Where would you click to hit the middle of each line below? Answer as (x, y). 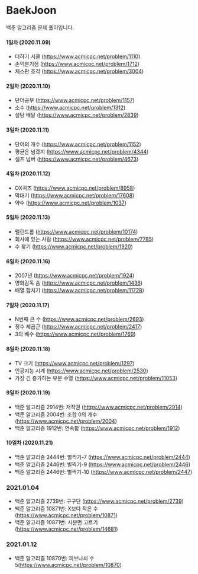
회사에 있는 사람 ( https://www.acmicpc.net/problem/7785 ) (84, 239)
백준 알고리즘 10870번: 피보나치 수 (54, 558)
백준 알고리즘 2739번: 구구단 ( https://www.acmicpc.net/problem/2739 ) (99, 501)
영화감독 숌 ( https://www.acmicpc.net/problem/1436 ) (79, 283)
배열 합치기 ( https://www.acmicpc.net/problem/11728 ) (79, 291)
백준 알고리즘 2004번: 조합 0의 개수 (56, 414)
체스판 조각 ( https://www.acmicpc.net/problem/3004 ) (79, 71)
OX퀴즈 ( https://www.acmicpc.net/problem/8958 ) (75, 188)
